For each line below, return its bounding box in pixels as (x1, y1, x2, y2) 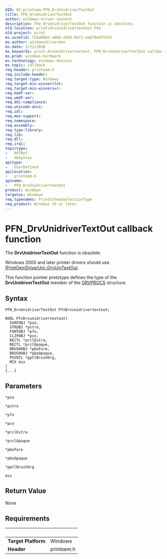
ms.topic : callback (5, 63, 46, 68)
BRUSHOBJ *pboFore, (9, 347, 50, 352)
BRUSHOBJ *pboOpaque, (9, 351, 55, 356)
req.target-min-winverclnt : (5, 81, 64, 86)
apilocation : (5, 169, 32, 174)
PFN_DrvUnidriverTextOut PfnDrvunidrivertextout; (5, 307, 110, 312)
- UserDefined (5, 165, 39, 170)
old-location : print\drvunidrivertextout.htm (5, 26, 101, 31)
